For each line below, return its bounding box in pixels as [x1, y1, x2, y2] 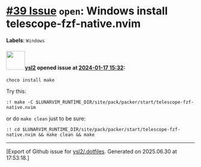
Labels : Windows [6, 37, 45, 44]
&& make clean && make [38, 132, 95, 138]
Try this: [6, 88, 27, 95]
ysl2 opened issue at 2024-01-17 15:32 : [25, 64, 126, 71]
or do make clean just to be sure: [6, 115, 86, 122]
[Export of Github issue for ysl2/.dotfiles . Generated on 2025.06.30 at [6, 148, 178, 155]
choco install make [6, 77, 55, 83]
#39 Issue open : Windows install [6, 4, 168, 18]
